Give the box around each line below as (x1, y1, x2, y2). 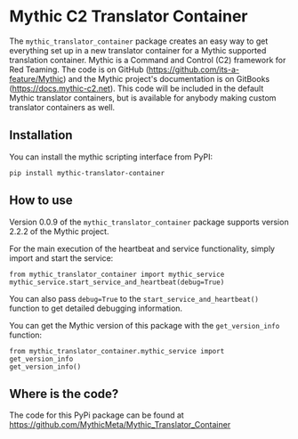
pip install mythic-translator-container (9, 168, 165, 177)
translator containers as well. (9, 102, 116, 112)
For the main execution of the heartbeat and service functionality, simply (9, 243, 276, 254)
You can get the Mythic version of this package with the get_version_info (9, 320, 280, 330)
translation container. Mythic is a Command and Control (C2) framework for (9, 54, 286, 65)
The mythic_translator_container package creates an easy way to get (9, 36, 269, 46)
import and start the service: (9, 252, 114, 264)
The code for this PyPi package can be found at (9, 410, 184, 420)
